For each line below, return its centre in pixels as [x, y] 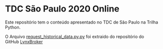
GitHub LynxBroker [24, 41]
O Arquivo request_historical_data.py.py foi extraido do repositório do [75, 37]
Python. [13, 27]
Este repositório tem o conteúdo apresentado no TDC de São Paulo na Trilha [81, 22]
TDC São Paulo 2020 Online [62, 9]
